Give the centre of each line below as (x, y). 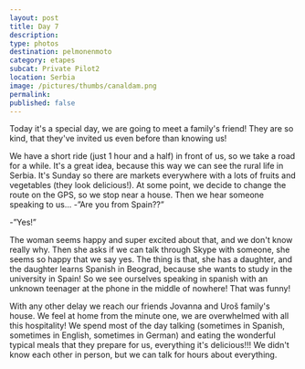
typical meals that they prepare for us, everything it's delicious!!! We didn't (149, 345)
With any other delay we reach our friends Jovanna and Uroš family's (140, 306)
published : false (42, 103)
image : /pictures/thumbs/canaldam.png (83, 86)
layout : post (34, 18)
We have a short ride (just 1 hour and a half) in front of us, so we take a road (152, 156)
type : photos (34, 43)
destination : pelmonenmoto (61, 52)
